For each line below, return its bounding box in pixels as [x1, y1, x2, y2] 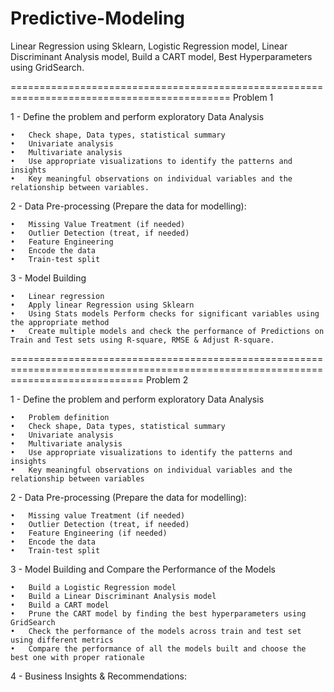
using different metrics [10, 635, 114, 645]
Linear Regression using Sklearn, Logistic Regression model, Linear [10, 40, 288, 52]
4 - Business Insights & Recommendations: [10, 670, 187, 682]
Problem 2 [145, 373, 189, 386]
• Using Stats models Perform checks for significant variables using [10, 308, 320, 319]
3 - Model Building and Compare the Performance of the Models [10, 563, 276, 575]
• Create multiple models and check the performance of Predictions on [10, 326, 325, 336]
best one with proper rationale [10, 652, 145, 662]
